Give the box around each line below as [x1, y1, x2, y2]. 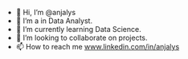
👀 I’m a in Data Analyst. [15, 16, 93, 26]
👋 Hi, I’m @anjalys [15, 8, 76, 17]
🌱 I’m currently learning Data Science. [15, 25, 142, 33]
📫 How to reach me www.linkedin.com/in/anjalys [15, 42, 180, 51]
